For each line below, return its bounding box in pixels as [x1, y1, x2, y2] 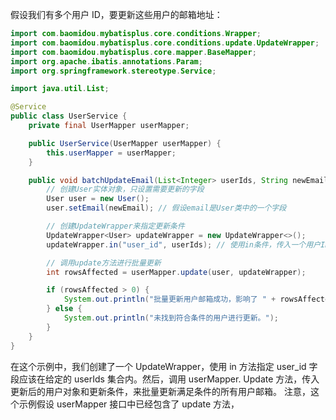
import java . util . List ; [10, 84, 110, 94]
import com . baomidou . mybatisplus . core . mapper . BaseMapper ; [10, 47, 257, 57]
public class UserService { [10, 111, 128, 122]
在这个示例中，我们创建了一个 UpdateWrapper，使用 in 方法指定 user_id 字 [10, 360, 318, 372]
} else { [46, 304, 83, 314]
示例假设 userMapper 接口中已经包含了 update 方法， [18, 398, 240, 410]
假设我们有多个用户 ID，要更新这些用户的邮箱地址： [10, 9, 223, 20]
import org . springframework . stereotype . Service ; [10, 66, 217, 76]
